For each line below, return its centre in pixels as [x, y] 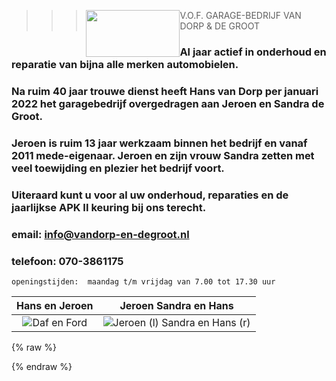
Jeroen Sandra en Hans [176, 305]
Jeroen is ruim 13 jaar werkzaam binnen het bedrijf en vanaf [159, 143]
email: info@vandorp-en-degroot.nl [100, 234]
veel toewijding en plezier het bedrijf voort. [118, 168]
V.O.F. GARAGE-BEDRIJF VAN [240, 15]
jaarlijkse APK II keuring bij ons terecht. [109, 207]
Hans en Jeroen [55, 305]
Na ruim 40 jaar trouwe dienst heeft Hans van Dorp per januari [165, 91]
